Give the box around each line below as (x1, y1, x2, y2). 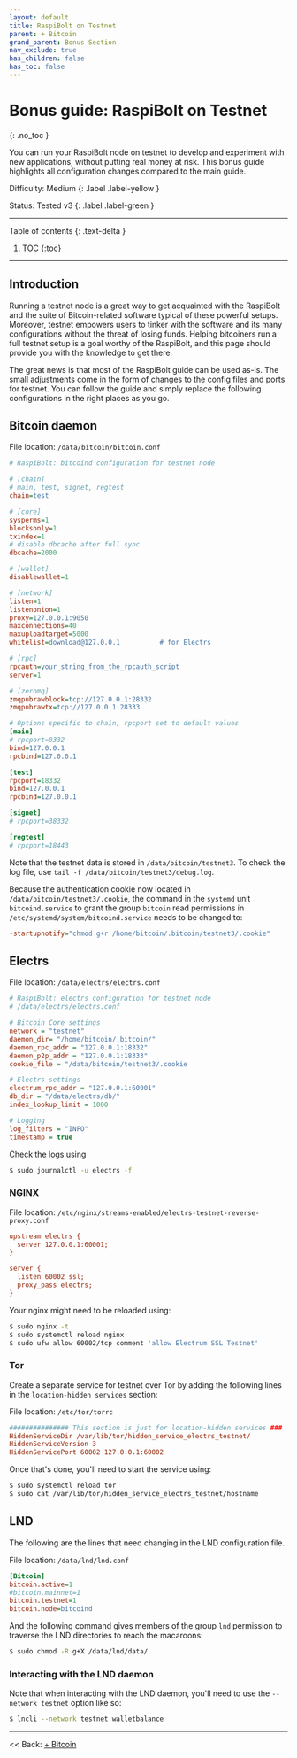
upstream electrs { (9, 1232, 81, 1241)
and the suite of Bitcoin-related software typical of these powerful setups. (9, 309, 278, 320)
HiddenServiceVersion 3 (9, 1440, 97, 1449)
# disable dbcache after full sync (9, 540, 141, 549)
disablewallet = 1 (9, 573, 69, 582)
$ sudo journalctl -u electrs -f (9, 1166, 133, 1174)
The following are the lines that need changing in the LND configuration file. (9, 1537, 286, 1548)
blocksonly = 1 (9, 523, 57, 532)
